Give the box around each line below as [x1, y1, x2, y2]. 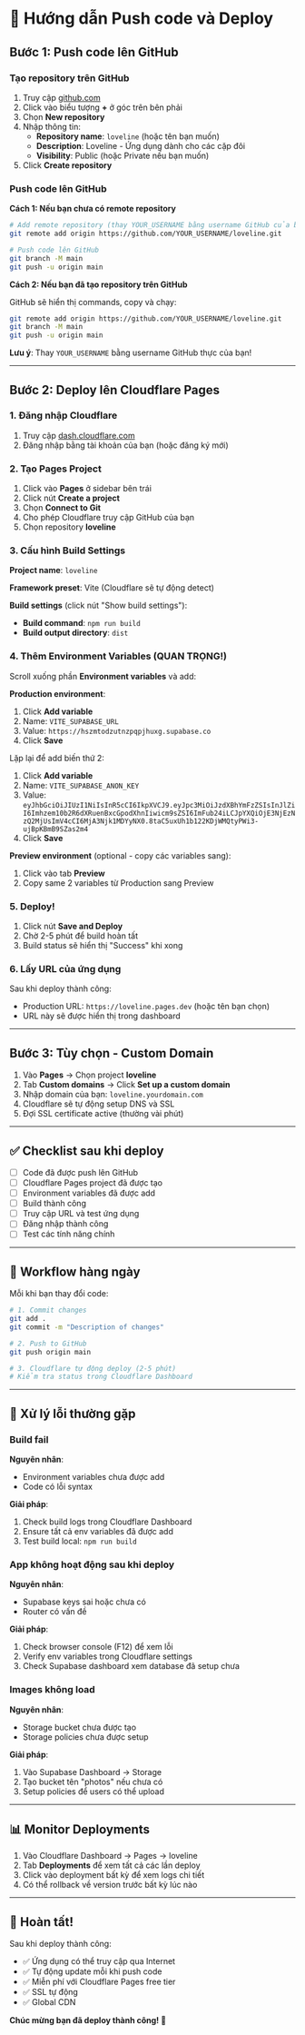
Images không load [9, 1683, 95, 1696]
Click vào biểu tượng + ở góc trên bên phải [22, 102, 183, 113]
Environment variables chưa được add [22, 1472, 165, 1483]
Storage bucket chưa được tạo [22, 1722, 137, 1732]
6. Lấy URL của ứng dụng [9, 962, 122, 975]
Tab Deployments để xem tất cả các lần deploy [22, 1860, 202, 1871]
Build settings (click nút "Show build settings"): [9, 600, 188, 611]
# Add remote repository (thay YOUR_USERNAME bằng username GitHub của [9, 221, 290, 230]
